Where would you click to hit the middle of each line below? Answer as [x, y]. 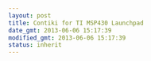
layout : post [30, 15]
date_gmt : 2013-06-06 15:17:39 [60, 30]
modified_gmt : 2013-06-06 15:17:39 [67, 38]
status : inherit [35, 45]
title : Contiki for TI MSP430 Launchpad [76, 23]
